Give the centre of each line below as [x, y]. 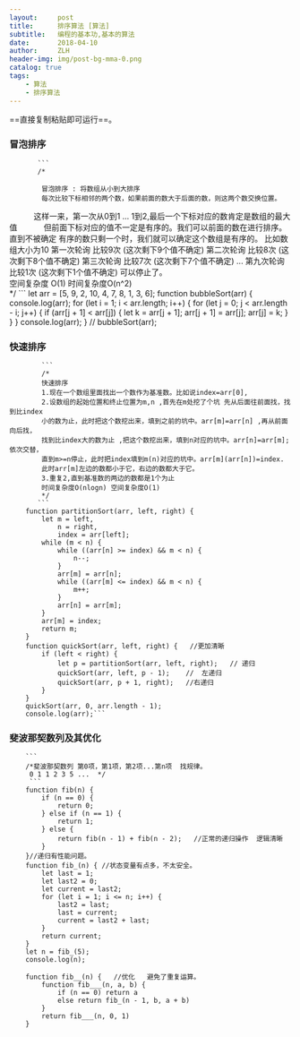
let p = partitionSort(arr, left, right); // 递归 [156, 664]
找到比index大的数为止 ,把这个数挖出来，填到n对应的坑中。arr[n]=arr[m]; [166, 441]
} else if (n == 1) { [82, 814]
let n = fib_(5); [58, 952]
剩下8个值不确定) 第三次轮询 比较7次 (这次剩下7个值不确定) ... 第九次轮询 [150, 261]
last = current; [87, 913]
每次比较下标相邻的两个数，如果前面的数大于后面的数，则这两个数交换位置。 [162, 198]
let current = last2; [82, 889]
